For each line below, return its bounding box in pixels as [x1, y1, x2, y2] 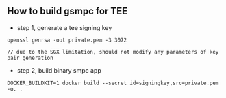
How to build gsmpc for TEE [7, 5, 128, 17]
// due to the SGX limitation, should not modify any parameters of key [7, 48, 219, 55]
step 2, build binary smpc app [16, 66, 101, 74]
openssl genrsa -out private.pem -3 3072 [7, 37, 127, 44]
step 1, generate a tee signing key [16, 23, 112, 31]
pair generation [7, 54, 53, 61]
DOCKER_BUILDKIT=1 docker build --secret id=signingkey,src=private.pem [7, 80, 219, 86]
